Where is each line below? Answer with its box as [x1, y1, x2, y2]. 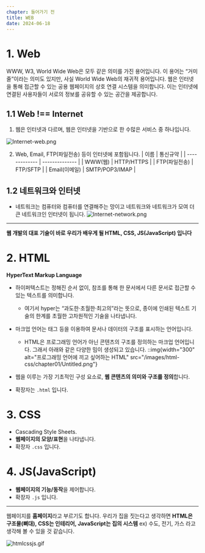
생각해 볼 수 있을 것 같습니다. [6, 527, 75, 535]
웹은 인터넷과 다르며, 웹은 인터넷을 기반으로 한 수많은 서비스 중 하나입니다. [15, 126, 191, 133]
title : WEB [6, 15, 34, 21]
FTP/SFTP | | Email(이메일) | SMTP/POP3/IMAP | [15, 166, 136, 173]
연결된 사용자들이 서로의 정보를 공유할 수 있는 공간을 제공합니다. [6, 91, 158, 98]
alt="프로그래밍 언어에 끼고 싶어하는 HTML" [24, 353, 129, 361]
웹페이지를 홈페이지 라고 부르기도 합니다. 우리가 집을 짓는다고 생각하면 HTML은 [6, 512, 193, 519]
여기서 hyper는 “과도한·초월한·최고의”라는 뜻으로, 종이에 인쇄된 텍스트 [24, 304, 190, 312]
